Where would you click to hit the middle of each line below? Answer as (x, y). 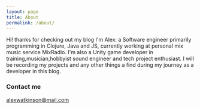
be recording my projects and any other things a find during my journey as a (100, 65)
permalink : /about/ (31, 23)
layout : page (22, 12)
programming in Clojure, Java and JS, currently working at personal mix (95, 46)
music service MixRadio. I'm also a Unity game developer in (80, 52)
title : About (22, 17)
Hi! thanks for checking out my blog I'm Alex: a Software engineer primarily (99, 40)
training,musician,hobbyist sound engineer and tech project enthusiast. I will (100, 59)
